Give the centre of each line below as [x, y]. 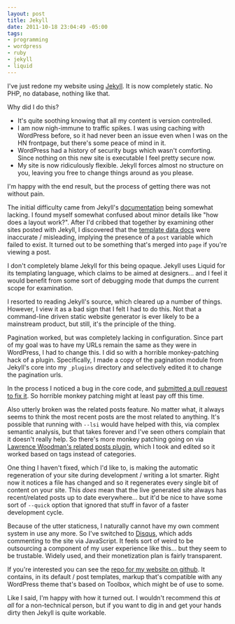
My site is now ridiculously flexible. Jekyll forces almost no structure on [120, 165]
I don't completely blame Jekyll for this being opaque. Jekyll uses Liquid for [116, 265]
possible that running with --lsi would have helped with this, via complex [113, 424]
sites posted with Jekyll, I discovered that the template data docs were [109, 229]
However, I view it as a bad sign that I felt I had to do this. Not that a [104, 308]
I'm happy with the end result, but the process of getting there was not [109, 186]
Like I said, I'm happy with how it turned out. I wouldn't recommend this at [114, 597]
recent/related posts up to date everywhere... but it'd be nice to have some [115, 497]
